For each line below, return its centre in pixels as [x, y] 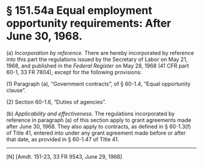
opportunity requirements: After [89, 23]
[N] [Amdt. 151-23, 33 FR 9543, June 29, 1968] [64, 156]
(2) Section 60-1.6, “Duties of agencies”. [56, 102]
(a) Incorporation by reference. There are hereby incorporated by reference [100, 53]
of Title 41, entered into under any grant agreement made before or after [96, 133]
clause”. [16, 90]
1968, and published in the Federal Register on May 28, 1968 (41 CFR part [98, 65]
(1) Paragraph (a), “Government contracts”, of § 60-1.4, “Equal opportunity [98, 84]
